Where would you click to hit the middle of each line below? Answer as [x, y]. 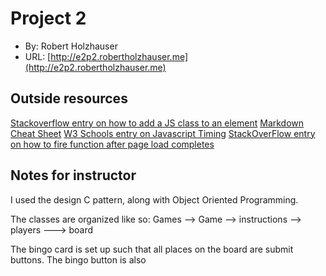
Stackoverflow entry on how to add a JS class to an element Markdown [157, 123]
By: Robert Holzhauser [71, 46]
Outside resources [69, 98]
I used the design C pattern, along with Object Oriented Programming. [154, 199]
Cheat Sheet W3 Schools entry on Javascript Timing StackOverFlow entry [163, 133]
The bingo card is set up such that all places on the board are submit [152, 249]
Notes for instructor [73, 175]
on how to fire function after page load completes [112, 144]
